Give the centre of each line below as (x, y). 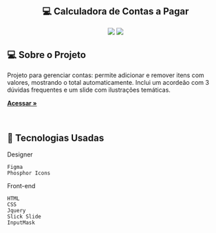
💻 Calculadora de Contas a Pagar (116, 11)
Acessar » (22, 103)
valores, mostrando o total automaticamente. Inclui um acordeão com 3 (108, 82)
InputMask (21, 223)
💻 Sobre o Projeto (46, 55)
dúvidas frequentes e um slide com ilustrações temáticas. (89, 90)
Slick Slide (24, 217)
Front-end (21, 186)
